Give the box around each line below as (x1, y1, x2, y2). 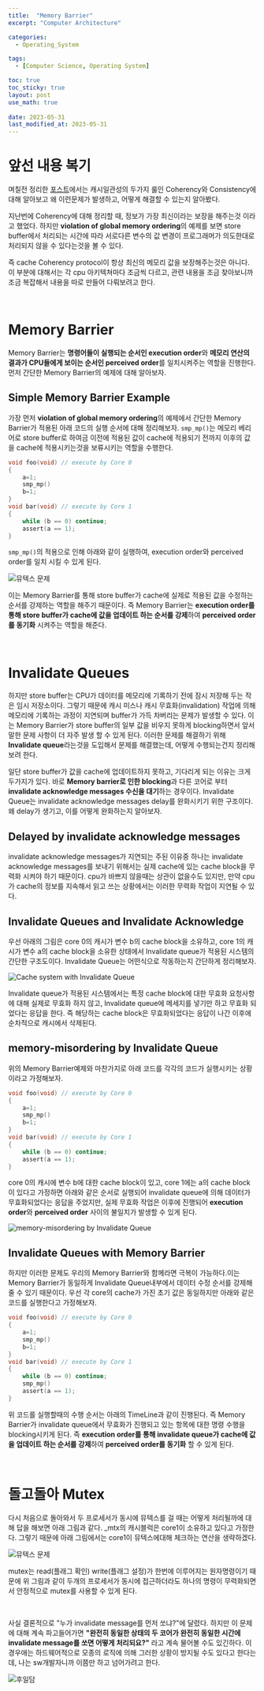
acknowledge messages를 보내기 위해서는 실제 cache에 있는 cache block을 (8, 862, 247, 872)
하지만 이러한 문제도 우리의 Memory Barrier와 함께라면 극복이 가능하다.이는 (8, 1268, 240, 1278)
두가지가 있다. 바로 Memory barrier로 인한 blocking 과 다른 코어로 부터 (8, 777, 228, 786)
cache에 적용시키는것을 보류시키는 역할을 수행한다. (16, 443, 173, 452)
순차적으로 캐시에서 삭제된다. (8, 1019, 97, 1027)
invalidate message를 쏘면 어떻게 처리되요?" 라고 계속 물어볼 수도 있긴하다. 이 (8, 1637, 252, 1648)
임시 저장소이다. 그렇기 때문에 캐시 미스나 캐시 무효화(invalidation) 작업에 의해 (16, 701, 256, 710)
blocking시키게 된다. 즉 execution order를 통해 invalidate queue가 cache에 (8, 1429, 248, 1439)
